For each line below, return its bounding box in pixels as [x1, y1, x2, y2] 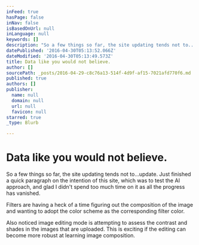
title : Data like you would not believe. [6, 59, 111, 65]
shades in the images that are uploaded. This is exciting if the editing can [6, 225, 186, 233]
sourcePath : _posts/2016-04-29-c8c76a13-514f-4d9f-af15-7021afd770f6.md [6, 70, 191, 76]
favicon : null [11, 109, 47, 115]
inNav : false [6, 20, 39, 26]
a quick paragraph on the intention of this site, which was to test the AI [6, 177, 180, 184]
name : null [11, 92, 39, 98]
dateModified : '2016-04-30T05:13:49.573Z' [6, 53, 114, 59]
